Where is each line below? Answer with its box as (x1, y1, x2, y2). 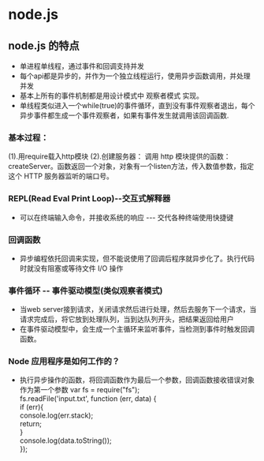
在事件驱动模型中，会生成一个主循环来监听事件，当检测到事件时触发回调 (19, 324, 255, 334)
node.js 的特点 (8, 39, 80, 52)
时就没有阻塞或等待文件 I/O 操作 (19, 263, 124, 273)
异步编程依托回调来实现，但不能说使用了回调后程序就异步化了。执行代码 (19, 253, 255, 263)
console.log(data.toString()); (19, 436, 112, 445)
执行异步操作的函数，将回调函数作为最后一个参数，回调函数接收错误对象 (19, 375, 255, 384)
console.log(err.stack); (19, 410, 94, 420)
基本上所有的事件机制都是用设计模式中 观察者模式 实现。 (19, 91, 203, 100)
